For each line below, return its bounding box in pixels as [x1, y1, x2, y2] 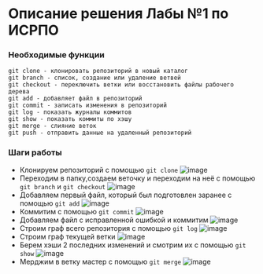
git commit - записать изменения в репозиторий [8, 101, 168, 110]
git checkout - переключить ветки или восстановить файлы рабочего [8, 81, 235, 89]
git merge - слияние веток [8, 122, 97, 130]
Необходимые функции [8, 49, 105, 60]
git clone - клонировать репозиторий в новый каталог [8, 68, 189, 75]
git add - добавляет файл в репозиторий [8, 95, 143, 103]
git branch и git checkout [19, 181, 106, 191]
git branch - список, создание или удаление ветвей [8, 74, 181, 82]
